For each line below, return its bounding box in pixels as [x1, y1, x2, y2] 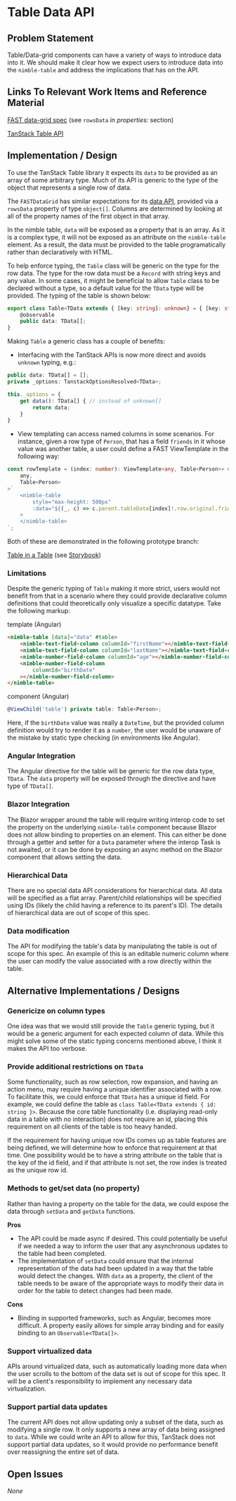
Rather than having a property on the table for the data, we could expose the [7, 1199, 229, 1208]
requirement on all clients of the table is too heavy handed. [7, 1122, 178, 1131]
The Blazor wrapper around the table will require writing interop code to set [7, 815, 225, 824]
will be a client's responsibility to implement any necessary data [7, 1377, 192, 1385]
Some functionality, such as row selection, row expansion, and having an [7, 1077, 218, 1086]
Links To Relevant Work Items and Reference [7, 86, 207, 98]
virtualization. [7, 1384, 47, 1393]
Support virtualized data [7, 1346, 93, 1356]
